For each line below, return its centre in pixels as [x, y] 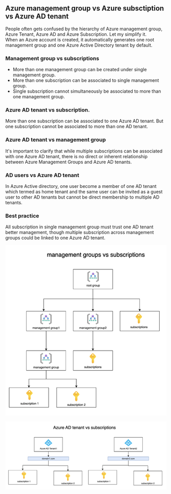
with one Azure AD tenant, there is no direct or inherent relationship [77, 156]
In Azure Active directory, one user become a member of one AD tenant [81, 186]
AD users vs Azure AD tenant [42, 175]
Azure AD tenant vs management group [56, 140]
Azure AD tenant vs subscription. [48, 110]
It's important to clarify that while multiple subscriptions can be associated [84, 151]
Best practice [22, 216]
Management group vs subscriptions [52, 58]
